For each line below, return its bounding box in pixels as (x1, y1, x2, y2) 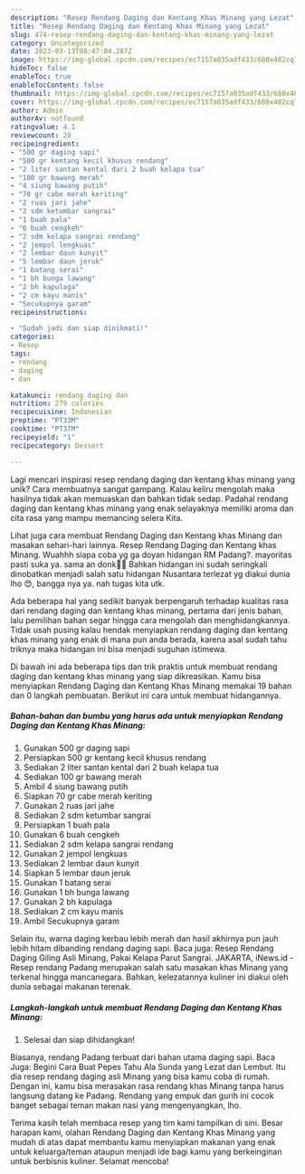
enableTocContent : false (10, 80, 104, 90)
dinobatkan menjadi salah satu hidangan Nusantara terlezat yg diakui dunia (10, 568, 291, 579)
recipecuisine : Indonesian (10, 408, 112, 417)
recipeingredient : (10, 139, 80, 148)
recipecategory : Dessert (10, 440, 104, 450)
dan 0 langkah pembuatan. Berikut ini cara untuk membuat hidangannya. (10, 689, 281, 701)
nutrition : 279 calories (10, 399, 104, 408)
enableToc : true (10, 72, 71, 81)
